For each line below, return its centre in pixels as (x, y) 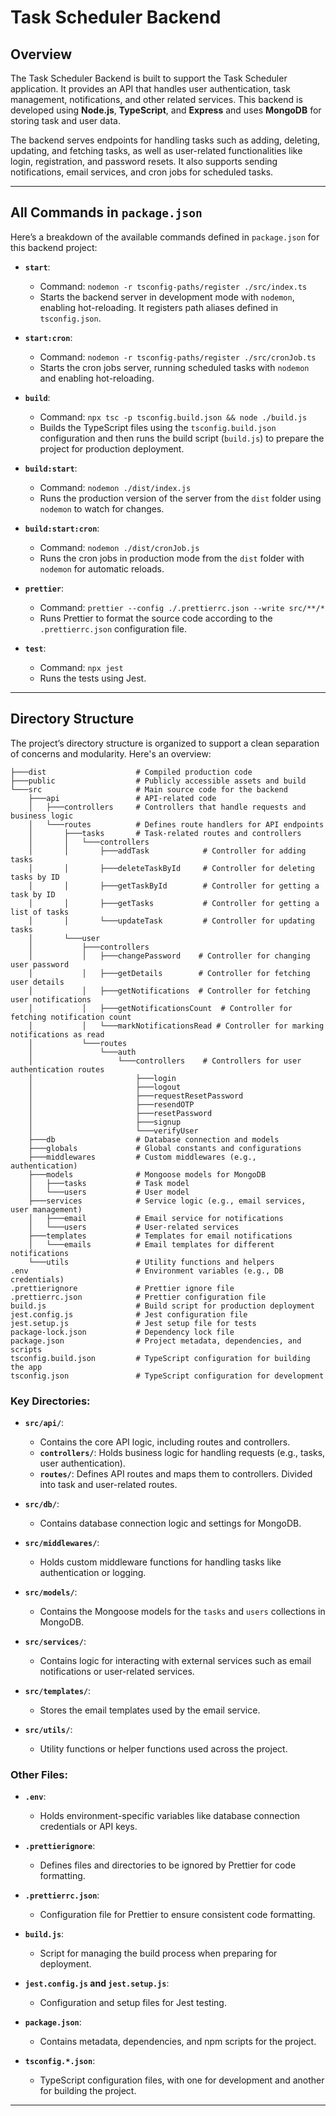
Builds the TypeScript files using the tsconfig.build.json (158, 427)
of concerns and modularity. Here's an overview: (111, 753)
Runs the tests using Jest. (93, 678)
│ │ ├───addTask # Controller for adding (167, 851)
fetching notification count (71, 1017)
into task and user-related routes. (108, 1484)
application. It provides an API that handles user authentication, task (151, 89)
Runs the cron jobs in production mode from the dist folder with (172, 558)
